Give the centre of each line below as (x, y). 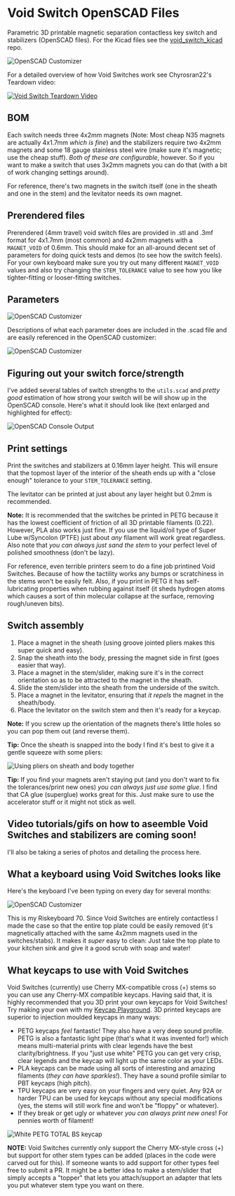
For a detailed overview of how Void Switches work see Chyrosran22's (109, 75)
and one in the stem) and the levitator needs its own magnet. (95, 193)
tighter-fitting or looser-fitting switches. (64, 277)
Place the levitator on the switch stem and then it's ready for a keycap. (119, 710)
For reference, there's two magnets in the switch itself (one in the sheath (112, 186)
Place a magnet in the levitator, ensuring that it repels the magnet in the (120, 695)
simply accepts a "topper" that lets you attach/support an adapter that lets (115, 1178)
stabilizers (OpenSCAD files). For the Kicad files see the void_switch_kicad (115, 39)
